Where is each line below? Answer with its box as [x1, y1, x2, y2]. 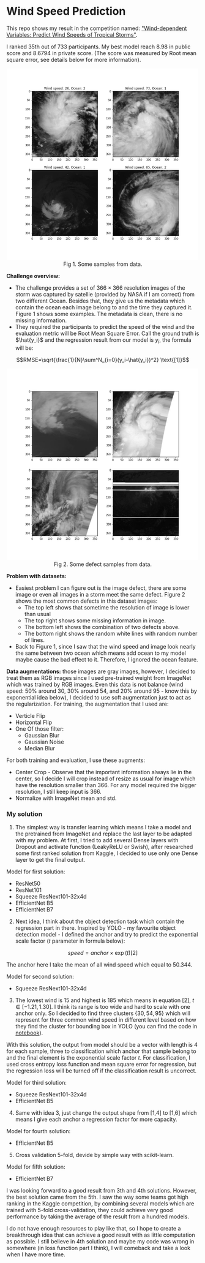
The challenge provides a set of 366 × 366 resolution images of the [15, 284, 185, 292]
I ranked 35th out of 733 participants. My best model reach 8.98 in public [6, 43, 191, 50]
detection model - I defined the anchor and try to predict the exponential [15, 931, 198, 938]
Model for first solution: [6, 868, 65, 875]
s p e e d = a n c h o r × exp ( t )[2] [67, 949, 138, 957]
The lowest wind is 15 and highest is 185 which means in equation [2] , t [15, 997, 195, 1004]
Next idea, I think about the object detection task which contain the [15, 918, 185, 926]
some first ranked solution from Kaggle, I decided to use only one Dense [15, 850, 198, 857]
